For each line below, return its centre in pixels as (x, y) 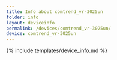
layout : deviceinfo (31, 23)
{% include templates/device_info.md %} (57, 50)
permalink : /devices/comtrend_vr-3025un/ (59, 28)
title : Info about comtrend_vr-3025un (55, 12)
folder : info (22, 17)
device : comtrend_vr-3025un (41, 34)
